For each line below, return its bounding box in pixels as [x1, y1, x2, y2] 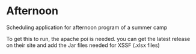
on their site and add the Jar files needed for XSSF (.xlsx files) [6, 42, 161, 49]
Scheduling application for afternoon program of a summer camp [6, 24, 168, 31]
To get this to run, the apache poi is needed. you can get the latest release [6, 35, 191, 42]
